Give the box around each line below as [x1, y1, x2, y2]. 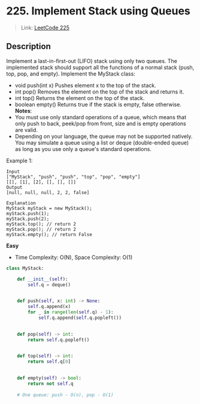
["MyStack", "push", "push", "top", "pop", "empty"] [6, 174, 141, 180]
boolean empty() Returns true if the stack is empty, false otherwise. [14, 101, 181, 108]
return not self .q [28, 381, 74, 387]
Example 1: [6, 157, 33, 164]
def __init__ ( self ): [17, 276, 68, 282]
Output [6, 184, 23, 190]
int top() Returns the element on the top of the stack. [14, 94, 145, 101]
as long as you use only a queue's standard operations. [14, 145, 151, 152]
